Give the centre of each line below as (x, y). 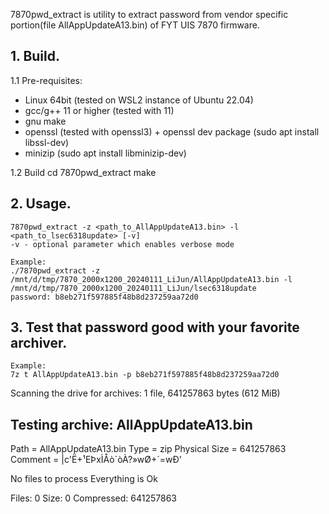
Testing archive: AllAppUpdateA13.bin (131, 424)
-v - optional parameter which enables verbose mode (122, 244)
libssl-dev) (47, 142)
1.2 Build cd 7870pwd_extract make (83, 172)
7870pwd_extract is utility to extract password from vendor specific (149, 14)
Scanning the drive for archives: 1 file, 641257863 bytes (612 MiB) (145, 393)
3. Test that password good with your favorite (155, 327)
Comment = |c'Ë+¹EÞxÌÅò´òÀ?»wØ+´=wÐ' (96, 460)
